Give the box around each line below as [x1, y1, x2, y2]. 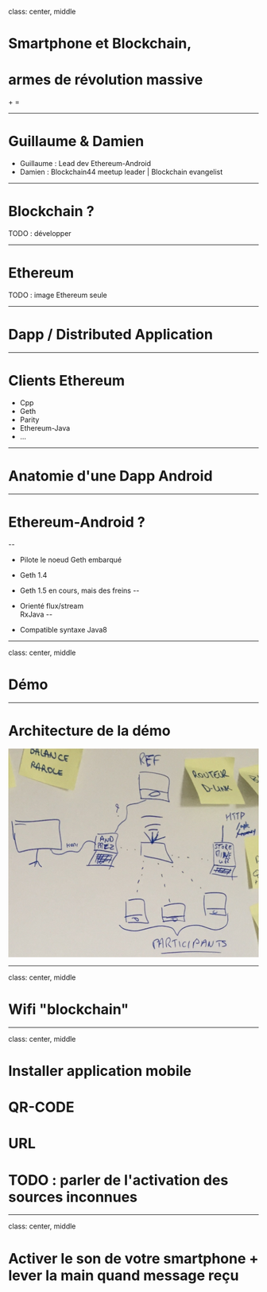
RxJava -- [19, 609, 53, 619]
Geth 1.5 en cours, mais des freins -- [19, 586, 140, 595]
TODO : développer [8, 229, 72, 238]
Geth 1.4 [19, 570, 48, 579]
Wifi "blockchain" [8, 1000, 130, 1019]
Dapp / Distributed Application [8, 326, 213, 344]
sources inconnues [8, 1188, 137, 1206]
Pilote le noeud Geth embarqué [19, 555, 122, 564]
